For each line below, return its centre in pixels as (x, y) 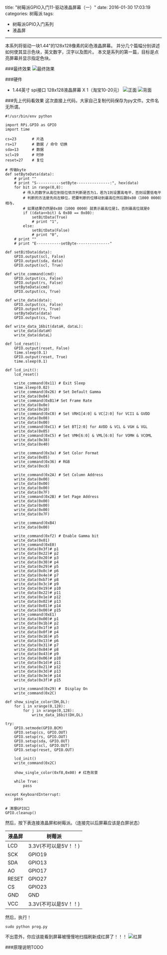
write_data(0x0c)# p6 (36, 571)
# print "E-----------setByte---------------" (63, 243)
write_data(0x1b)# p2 (36, 623)
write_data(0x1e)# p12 (38, 597)
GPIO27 (38, 879)
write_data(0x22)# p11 (38, 593)
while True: (26, 781)
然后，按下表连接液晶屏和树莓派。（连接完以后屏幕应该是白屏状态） (74, 823)
